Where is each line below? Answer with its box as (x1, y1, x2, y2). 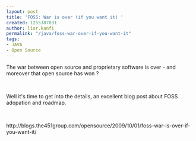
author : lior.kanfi (6, 25, 55, 31)
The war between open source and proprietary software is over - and (6, 63, 176, 70)
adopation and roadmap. (6, 99, 67, 106)
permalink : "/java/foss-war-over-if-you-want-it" (6, 31, 132, 37)
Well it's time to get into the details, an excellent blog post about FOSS (6, 92, 178, 100)
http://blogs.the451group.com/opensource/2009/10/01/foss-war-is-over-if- (6, 122, 191, 129)
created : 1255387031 (6, 20, 58, 25)
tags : (6, 36, 20, 42)
